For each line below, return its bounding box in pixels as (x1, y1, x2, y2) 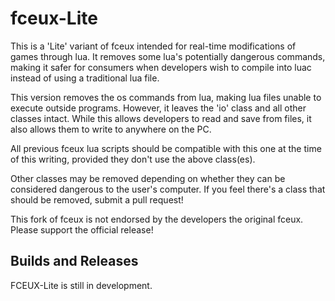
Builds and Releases (10, 253, 139, 270)
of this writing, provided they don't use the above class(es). (10, 153, 256, 165)
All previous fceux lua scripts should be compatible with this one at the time (10, 142, 322, 154)
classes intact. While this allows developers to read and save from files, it (10, 112, 312, 124)
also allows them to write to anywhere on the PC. (10, 123, 212, 135)
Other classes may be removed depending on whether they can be (10, 172, 286, 184)
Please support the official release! (10, 223, 154, 236)
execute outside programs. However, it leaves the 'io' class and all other (10, 102, 307, 114)
